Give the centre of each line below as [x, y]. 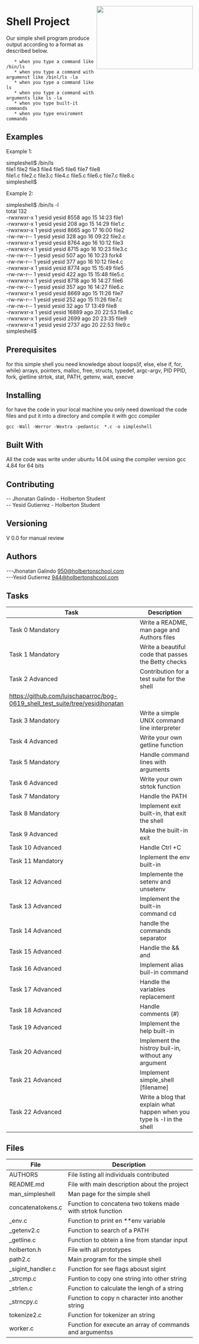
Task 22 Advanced [36, 1112]
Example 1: [19, 151]
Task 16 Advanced [36, 968]
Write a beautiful [163, 647]
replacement [158, 997]
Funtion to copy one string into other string [127, 1279]
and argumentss [91, 1332]
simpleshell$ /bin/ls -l [33, 204]
